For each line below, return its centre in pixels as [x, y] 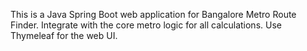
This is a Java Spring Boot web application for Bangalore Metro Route [153, 14]
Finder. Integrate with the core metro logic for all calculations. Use [146, 25]
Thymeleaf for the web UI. [64, 35]
